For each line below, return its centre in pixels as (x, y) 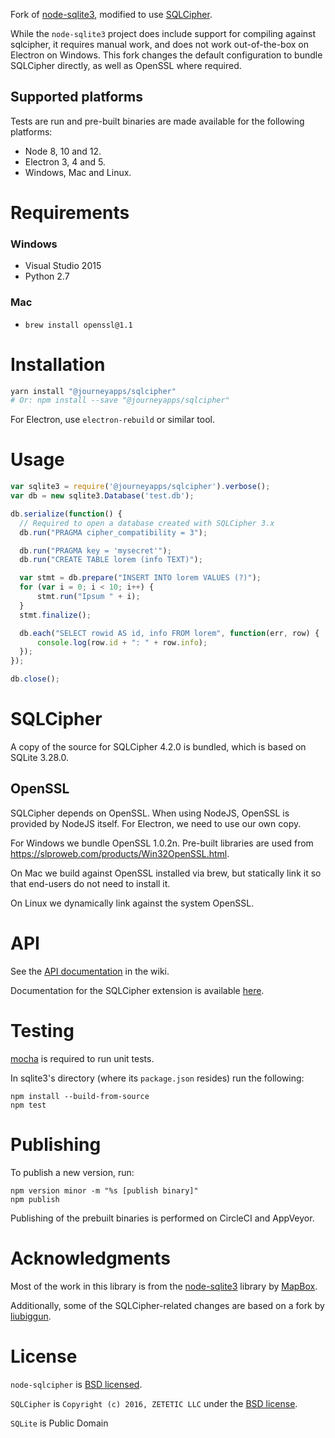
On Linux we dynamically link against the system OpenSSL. (132, 903)
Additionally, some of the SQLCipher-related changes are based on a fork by (167, 1305)
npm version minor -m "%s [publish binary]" (104, 1190)
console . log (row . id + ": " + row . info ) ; (122, 642)
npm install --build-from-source (80, 1096)
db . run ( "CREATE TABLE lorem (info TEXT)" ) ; (111, 560)
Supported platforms (76, 97)
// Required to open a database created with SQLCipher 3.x (147, 523)
